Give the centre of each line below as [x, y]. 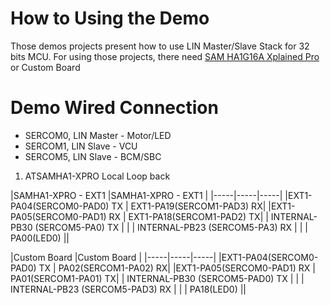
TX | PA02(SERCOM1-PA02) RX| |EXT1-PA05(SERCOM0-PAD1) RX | [177, 268]
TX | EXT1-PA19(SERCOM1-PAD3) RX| [189, 206]
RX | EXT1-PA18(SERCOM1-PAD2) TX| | [188, 216]
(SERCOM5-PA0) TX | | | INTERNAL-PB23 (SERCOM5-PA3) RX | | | [171, 227]
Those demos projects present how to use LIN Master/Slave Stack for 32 [160, 46]
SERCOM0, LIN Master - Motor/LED [98, 135]
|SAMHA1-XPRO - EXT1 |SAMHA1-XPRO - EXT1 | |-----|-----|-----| [146, 195]
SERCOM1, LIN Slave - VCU [81, 146]
